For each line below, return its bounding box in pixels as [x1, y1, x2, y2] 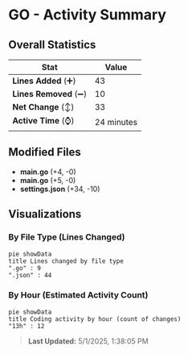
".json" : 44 [8, 271, 52, 279]
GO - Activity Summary [8, 6, 167, 24]
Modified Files [8, 145, 82, 159]
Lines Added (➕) [12, 75, 76, 86]
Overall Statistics [8, 38, 96, 52]
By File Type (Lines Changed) [8, 231, 125, 243]
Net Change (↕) [12, 102, 75, 112]
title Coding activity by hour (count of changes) [8, 314, 182, 323]
